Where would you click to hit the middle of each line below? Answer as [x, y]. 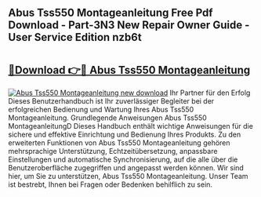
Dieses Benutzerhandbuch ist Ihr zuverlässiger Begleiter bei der [111, 101]
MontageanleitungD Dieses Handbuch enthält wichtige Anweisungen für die [130, 126]
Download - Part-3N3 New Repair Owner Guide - [129, 26]
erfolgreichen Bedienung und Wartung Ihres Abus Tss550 [101, 109]
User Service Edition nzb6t [75, 37]
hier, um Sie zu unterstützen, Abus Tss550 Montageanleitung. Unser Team [128, 176]
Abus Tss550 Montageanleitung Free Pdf [111, 13]
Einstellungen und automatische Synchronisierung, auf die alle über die [123, 159]
